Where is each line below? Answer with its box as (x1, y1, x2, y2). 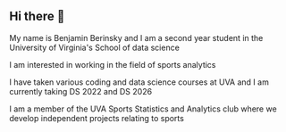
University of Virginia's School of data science (9, 42, 181, 53)
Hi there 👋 (9, 9, 65, 24)
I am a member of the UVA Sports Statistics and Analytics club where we (9, 103, 277, 114)
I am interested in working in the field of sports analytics (9, 59, 216, 70)
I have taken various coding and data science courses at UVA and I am (9, 77, 270, 87)
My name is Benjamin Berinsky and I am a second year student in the (9, 32, 264, 43)
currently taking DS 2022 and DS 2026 (9, 86, 153, 96)
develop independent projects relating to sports (9, 112, 185, 123)
